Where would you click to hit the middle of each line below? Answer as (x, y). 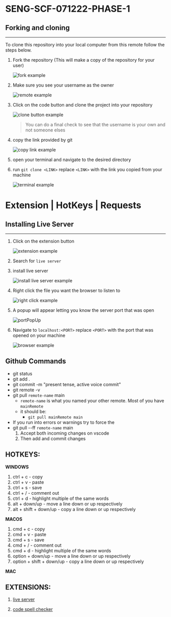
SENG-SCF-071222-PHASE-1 (68, 9)
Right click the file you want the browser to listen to (66, 290)
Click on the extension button (44, 241)
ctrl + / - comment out (36, 493)
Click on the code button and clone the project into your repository (82, 105)
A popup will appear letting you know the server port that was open (83, 310)
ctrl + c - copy (28, 476)
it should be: (33, 411)
